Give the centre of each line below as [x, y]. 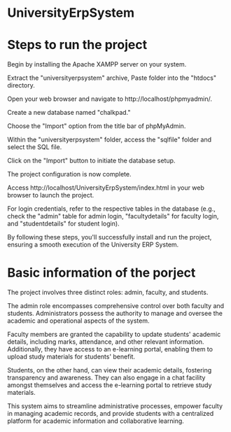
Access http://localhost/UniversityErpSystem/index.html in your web [106, 188]
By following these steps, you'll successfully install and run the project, [110, 237]
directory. [21, 85]
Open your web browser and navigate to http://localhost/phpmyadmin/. [110, 99]
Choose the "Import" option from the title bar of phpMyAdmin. [97, 126]
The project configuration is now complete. [69, 174]
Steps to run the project [77, 45]
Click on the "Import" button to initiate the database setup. [91, 161]
